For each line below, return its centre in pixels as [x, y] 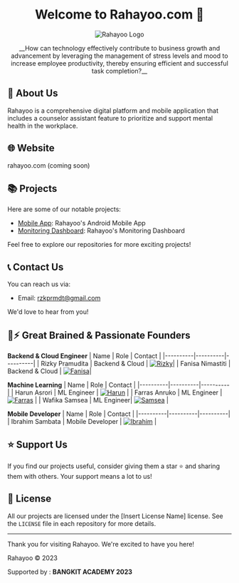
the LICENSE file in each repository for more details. [82, 523]
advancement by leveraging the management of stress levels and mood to [119, 56]
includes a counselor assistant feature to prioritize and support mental [110, 118]
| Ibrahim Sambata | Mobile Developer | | [82, 421]
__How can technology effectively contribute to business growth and [119, 48]
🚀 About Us [33, 93]
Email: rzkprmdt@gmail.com [59, 298]
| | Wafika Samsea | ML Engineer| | [102, 400]
